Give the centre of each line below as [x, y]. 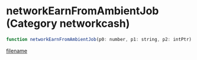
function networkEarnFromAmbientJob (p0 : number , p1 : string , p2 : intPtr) [99, 39]
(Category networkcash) [68, 23]
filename [17, 50]
